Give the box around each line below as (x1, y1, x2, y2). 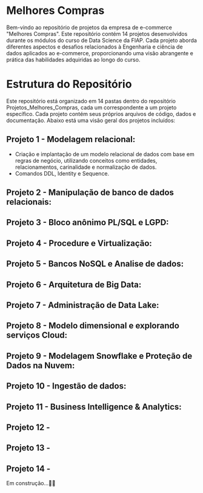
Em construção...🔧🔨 (6, 480, 56, 487)
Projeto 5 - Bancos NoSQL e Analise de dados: (6, 259, 184, 269)
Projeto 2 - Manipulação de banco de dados (6, 188, 175, 198)
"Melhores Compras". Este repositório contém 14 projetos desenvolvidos (6, 30, 188, 37)
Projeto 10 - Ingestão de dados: (6, 381, 127, 392)
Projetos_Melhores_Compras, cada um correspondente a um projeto (6, 104, 177, 111)
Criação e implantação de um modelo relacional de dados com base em (15, 150, 195, 158)
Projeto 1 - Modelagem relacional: (6, 134, 136, 144)
